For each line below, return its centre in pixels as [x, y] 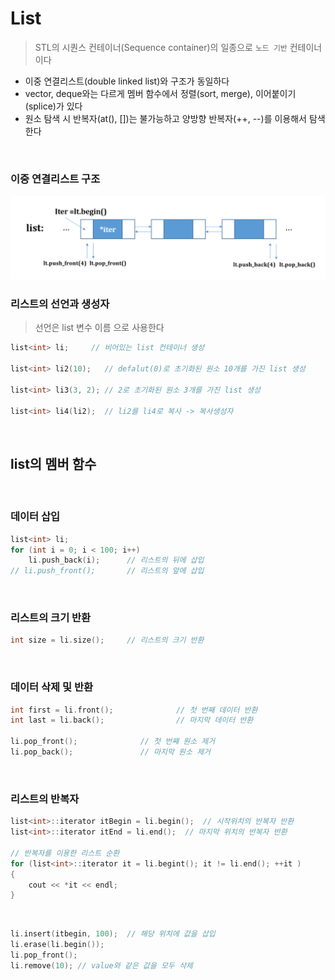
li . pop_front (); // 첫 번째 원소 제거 [113, 742]
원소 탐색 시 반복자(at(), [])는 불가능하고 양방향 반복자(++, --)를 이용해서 [165, 118]
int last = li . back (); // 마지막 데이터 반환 [132, 720]
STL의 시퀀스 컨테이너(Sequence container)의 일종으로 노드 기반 [161, 47]
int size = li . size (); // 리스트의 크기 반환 [107, 640]
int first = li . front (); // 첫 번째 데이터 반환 [134, 710]
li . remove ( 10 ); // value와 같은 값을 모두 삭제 [101, 965]
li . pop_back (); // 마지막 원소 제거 [111, 752]
